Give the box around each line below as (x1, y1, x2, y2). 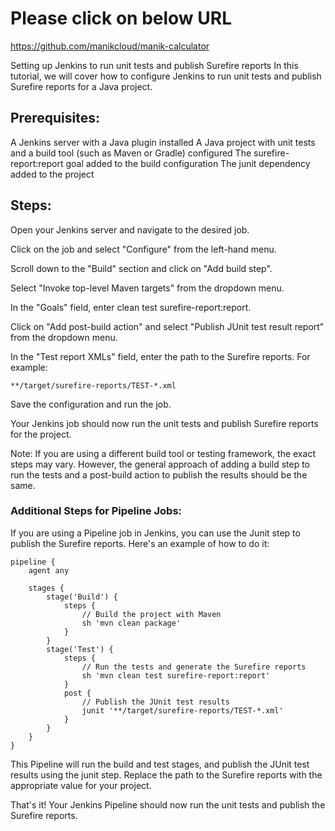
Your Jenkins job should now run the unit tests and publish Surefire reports (10, 417, 319, 429)
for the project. (10, 428, 72, 440)
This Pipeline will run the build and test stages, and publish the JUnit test (10, 758, 310, 770)
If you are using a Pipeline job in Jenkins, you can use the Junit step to (10, 527, 301, 539)
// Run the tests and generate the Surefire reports (81, 662, 307, 672)
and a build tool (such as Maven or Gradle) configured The (10, 147, 252, 159)
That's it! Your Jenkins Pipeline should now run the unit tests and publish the (10, 798, 326, 811)
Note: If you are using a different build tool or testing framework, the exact (10, 447, 316, 459)
